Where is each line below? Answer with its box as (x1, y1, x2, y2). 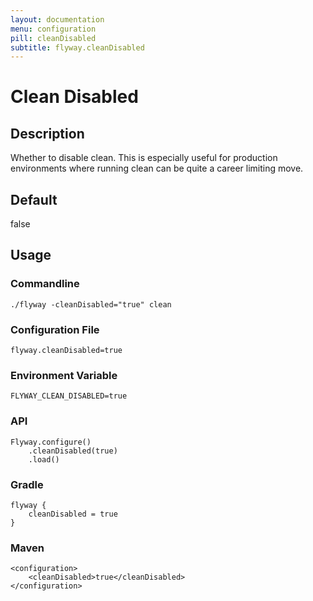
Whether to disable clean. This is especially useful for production (10, 152, 278, 164)
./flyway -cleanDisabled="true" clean (10, 299, 172, 310)
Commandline (10, 277, 80, 291)
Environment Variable (10, 368, 118, 382)
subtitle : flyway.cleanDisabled (10, 42, 145, 53)
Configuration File (10, 322, 100, 336)
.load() (28, 454, 60, 465)
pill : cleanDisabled (10, 33, 97, 43)
